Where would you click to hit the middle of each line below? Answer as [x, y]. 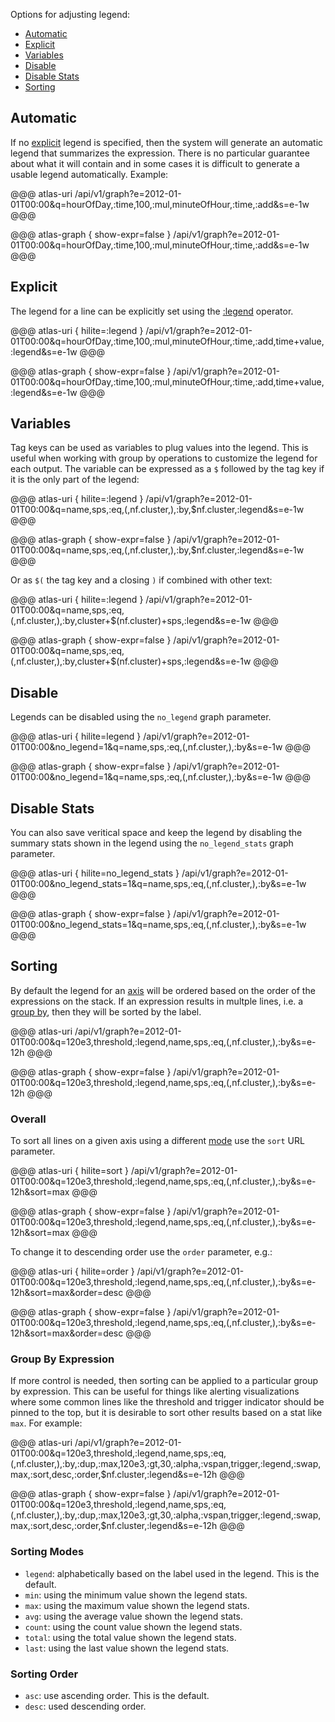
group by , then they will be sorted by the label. [106, 1011]
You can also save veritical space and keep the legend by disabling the [156, 833]
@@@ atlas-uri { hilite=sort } [70, 1171]
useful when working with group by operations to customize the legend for [164, 458]
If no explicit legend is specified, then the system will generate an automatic [167, 142]
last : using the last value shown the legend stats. [127, 1648]
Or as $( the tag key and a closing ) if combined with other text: [141, 580]
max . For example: [46, 1423]
